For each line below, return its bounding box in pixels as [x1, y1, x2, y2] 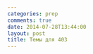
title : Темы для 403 [7, 36, 68, 43]
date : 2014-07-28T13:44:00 [7, 23, 87, 30]
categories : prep [7, 10, 58, 18]
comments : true [7, 17, 52, 24]
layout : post [7, 29, 46, 37]
